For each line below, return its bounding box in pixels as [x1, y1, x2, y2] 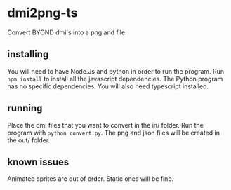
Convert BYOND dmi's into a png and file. [7, 28, 128, 36]
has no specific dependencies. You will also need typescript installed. [7, 82, 209, 90]
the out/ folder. [7, 135, 51, 144]
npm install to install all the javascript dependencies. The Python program [7, 74, 223, 83]
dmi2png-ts [7, 5, 79, 21]
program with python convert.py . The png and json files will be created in [7, 128, 220, 137]
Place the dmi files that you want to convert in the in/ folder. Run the [7, 121, 204, 129]
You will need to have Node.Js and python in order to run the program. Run [7, 67, 225, 75]
